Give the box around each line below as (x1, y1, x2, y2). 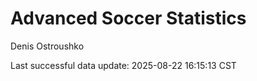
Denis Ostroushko (10, 40, 85, 52)
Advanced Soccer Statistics (10, 7, 247, 30)
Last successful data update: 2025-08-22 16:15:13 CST (10, 59, 237, 71)
